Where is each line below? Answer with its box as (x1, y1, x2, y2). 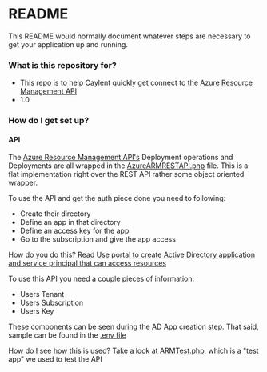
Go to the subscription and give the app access (19, 234, 176, 244)
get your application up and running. (8, 39, 128, 49)
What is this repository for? (8, 59, 118, 70)
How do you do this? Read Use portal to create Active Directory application (8, 250, 256, 260)
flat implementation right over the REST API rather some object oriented (8, 170, 245, 179)
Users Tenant (19, 290, 65, 299)
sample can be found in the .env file (8, 330, 126, 340)
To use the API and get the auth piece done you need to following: (8, 194, 226, 203)
